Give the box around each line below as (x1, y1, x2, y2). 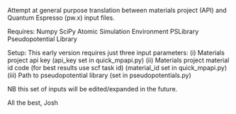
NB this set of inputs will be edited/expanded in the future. (7, 85, 178, 93)
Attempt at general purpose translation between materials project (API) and (7, 6, 227, 14)
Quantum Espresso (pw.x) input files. (7, 13, 116, 22)
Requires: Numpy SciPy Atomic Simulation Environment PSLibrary (7, 28, 199, 35)
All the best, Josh (7, 98, 59, 107)
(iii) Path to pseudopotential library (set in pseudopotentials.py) (7, 71, 191, 79)
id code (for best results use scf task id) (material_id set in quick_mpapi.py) (7, 64, 227, 72)
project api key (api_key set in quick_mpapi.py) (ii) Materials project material (7, 56, 230, 64)
